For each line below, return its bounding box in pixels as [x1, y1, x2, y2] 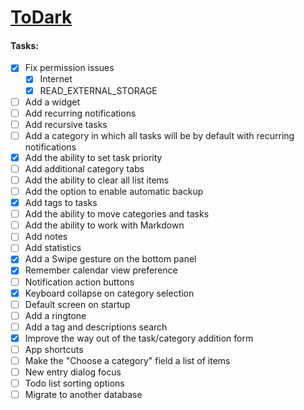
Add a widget [24, 96, 81, 108]
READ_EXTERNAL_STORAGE [39, 84, 158, 96]
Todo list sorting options [24, 377, 125, 390]
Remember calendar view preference [24, 264, 178, 276]
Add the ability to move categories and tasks [24, 208, 210, 220]
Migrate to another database [24, 389, 143, 401]
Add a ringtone [24, 309, 87, 321]
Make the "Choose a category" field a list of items [24, 354, 231, 366]
